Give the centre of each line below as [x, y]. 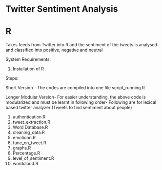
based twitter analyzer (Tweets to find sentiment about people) [69, 108]
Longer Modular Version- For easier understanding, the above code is [76, 97]
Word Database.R [30, 127]
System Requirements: [28, 59]
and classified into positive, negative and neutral [54, 50]
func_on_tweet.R [29, 143]
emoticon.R [24, 138]
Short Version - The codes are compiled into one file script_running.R [75, 88]
